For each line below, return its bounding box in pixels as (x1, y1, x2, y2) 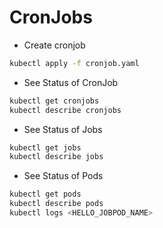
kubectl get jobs (9, 142, 82, 153)
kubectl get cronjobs (9, 96, 100, 106)
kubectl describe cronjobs (9, 105, 122, 115)
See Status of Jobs (23, 123, 103, 135)
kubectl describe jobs (9, 152, 104, 162)
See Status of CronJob (23, 76, 119, 88)
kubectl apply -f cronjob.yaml (9, 58, 140, 68)
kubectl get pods (9, 189, 82, 200)
